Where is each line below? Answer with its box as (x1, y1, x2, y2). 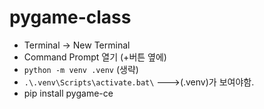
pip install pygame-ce (23, 87, 114, 99)
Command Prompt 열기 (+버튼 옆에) (23, 51, 167, 63)
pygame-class (9, 6, 132, 29)
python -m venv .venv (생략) (23, 63, 139, 75)
